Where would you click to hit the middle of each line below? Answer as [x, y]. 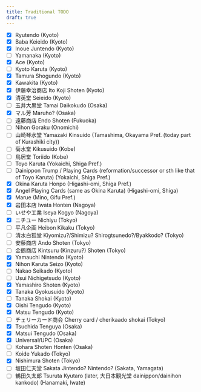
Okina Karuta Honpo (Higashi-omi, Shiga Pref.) [73, 184]
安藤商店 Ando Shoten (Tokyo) [53, 243]
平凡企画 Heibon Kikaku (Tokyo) [55, 228]
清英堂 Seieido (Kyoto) [43, 98]
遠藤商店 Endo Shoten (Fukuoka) [56, 121]
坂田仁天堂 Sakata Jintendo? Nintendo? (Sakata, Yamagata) [89, 368]
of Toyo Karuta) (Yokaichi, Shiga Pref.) [63, 177]
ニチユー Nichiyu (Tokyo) [46, 220]
